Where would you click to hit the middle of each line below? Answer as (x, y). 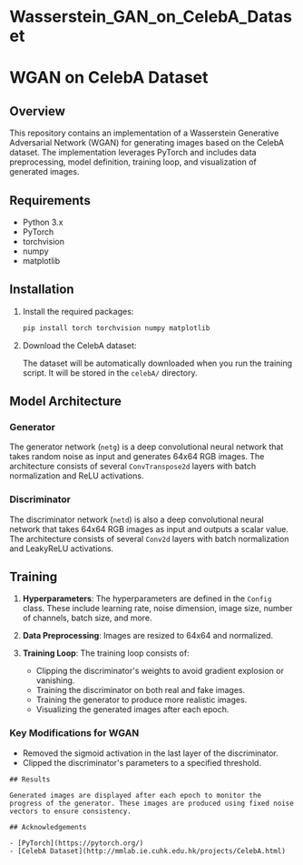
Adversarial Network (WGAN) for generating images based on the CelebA (147, 143)
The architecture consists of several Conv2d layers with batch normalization (149, 538)
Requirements (50, 201)
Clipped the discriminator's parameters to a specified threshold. (142, 762)
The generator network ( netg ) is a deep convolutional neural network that (147, 447)
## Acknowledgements (49, 827)
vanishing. (55, 680)
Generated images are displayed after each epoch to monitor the (135, 795)
